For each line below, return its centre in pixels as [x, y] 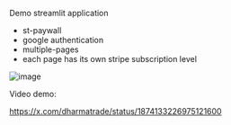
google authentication [63, 40]
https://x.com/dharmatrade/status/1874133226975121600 [115, 111]
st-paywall [42, 30]
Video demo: [33, 94]
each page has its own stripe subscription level [110, 59]
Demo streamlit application [59, 13]
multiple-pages [50, 49]
